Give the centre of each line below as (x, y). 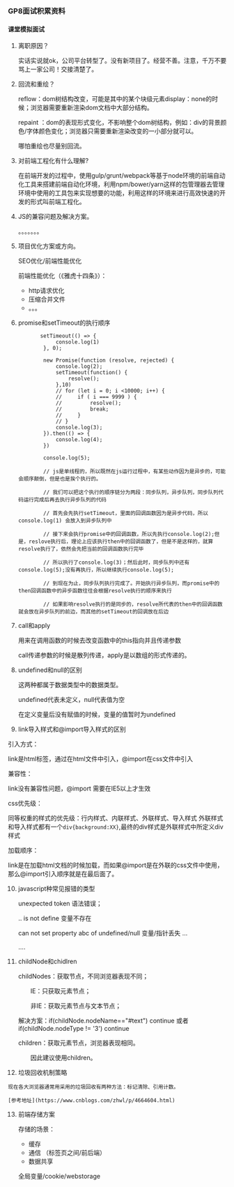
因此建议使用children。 (63, 1058)
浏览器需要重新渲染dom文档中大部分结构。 (92, 108)
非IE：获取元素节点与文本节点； (76, 1006)
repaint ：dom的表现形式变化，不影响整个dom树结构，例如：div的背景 (119, 123)
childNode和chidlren (47, 962)
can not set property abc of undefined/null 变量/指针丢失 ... (103, 933)
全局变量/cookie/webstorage (59, 1177)
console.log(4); (79, 440)
